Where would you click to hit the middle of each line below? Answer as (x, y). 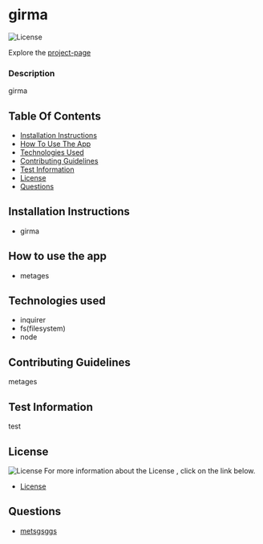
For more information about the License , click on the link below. (150, 470)
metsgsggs (38, 530)
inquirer (33, 320)
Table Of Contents (55, 116)
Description (32, 73)
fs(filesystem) (42, 329)
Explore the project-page (50, 52)
